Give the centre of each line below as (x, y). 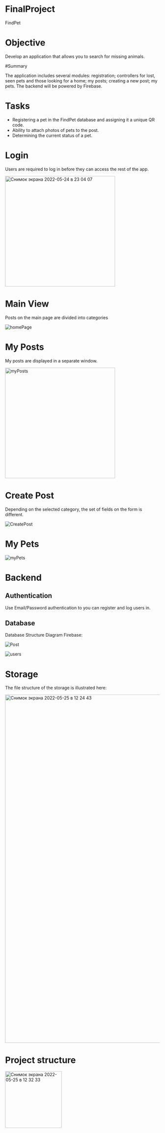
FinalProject (30, 9)
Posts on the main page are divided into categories (56, 318)
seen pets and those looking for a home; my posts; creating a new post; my (81, 81)
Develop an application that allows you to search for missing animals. (75, 56)
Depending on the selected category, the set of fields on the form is (74, 509)
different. (14, 514)
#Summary (16, 66)
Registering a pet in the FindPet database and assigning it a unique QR (83, 120)
